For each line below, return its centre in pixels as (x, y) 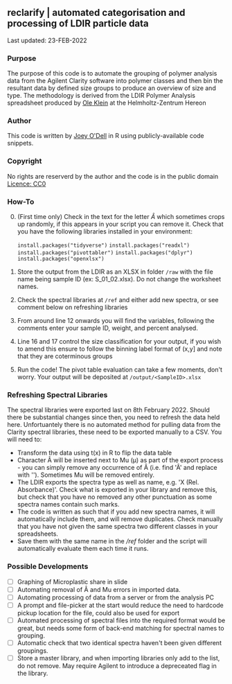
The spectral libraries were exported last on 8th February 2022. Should (108, 410)
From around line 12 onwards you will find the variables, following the (116, 321)
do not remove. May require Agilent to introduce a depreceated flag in (117, 666)
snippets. (20, 143)
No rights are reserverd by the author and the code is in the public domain (113, 176)
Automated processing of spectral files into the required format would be (121, 620)
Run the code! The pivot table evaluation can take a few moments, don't (120, 369)
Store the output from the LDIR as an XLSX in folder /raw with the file (115, 272)
